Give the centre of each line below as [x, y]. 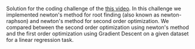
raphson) [17, 21]
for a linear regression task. [40, 40]
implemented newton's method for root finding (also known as [83, 15]
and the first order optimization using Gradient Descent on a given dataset [97, 34]
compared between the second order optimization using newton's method [98, 27]
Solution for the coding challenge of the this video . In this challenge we [94, 9]
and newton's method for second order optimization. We [99, 21]
